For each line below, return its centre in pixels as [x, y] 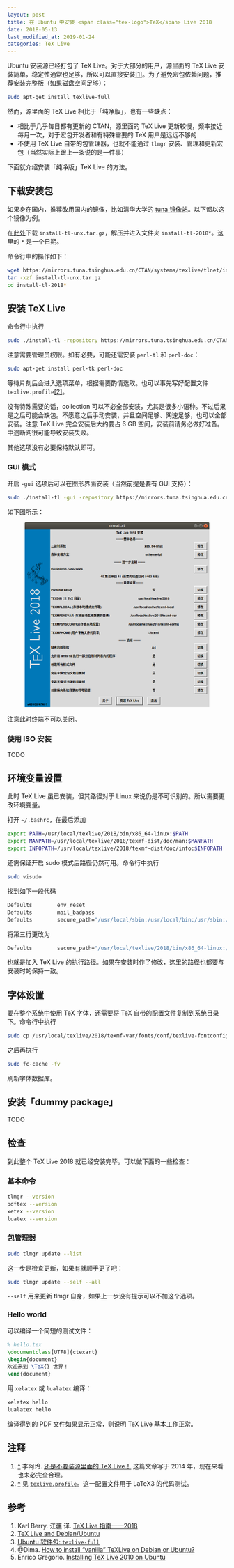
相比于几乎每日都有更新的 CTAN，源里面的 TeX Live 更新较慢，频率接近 [120, 126]
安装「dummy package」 [63, 1102]
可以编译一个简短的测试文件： [50, 1330]
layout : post [26, 15]
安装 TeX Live [37, 308]
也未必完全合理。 [42, 1475]
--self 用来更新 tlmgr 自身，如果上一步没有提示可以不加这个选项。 [103, 1296]
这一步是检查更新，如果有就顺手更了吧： [65, 1268]
